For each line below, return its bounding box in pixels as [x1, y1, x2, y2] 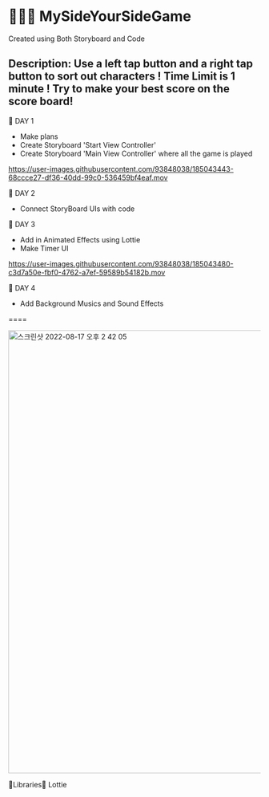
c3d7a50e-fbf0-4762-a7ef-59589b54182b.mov [8, 267, 166, 277]
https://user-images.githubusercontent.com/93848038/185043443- [8, 164, 234, 173]
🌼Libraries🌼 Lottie [8, 779, 67, 789]
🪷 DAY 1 [8, 116, 34, 125]
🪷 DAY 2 [8, 188, 36, 197]
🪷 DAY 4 [8, 283, 36, 292]
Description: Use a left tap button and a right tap [8, 57, 254, 71]
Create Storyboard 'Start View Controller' [19, 140, 156, 149]
